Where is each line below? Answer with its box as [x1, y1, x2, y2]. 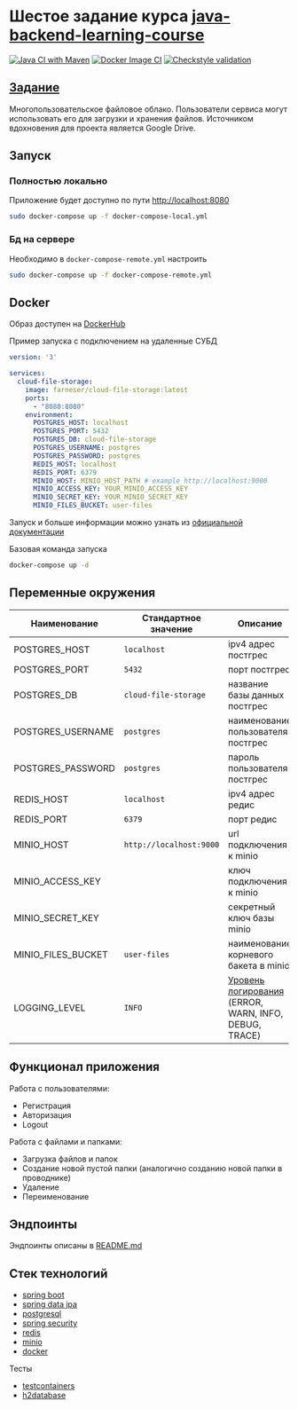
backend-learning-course [9, 25, 205, 45]
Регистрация [21, 1100, 72, 1111]
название [227, 677, 269, 689]
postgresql [21, 1309, 62, 1319]
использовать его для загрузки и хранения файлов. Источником [9, 113, 255, 123]
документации [9, 526, 65, 538]
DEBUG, [227, 1018, 262, 1030]
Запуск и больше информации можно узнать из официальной [9, 517, 244, 528]
